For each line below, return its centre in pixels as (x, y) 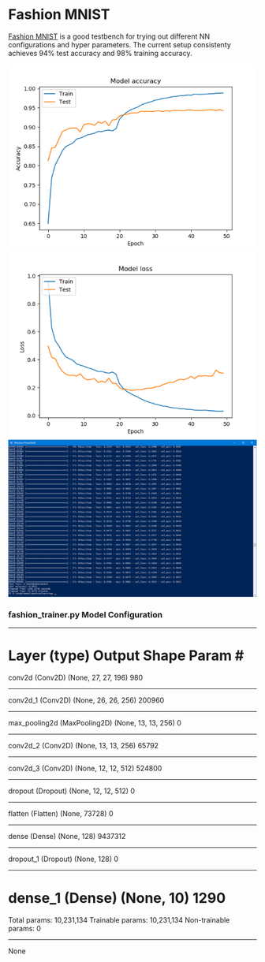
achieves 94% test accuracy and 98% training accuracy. (100, 53)
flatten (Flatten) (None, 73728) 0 (61, 814)
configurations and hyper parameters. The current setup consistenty (119, 44)
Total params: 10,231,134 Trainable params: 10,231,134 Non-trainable (119, 920)
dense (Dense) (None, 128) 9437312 (67, 837)
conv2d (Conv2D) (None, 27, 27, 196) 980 (76, 678)
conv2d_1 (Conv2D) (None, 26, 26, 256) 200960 (86, 700)
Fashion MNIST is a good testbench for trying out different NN (109, 36)
